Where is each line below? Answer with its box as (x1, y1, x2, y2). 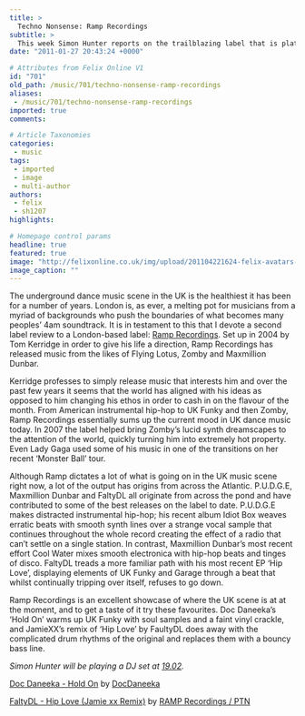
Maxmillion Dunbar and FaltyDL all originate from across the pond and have (9, 490, 292, 501)
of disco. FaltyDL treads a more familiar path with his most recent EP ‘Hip (9, 558, 283, 569)
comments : (9, 115, 47, 124)
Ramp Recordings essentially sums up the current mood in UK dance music (9, 415, 291, 426)
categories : (9, 139, 54, 148)
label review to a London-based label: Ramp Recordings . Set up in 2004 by (9, 329, 290, 340)
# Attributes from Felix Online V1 (9, 64, 144, 73)
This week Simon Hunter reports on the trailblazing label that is (17, 38, 279, 48)
